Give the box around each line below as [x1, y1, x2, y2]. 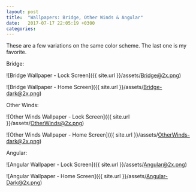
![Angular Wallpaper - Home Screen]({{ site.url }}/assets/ [6, 173, 147, 180]
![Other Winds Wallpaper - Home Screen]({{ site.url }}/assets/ [6, 131, 159, 138]
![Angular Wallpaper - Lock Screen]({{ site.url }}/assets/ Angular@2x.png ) [6, 161, 188, 169]
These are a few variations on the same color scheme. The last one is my [6, 42, 187, 49]
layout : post [6, 8, 39, 15]
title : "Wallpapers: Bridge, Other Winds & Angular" [6, 14, 144, 20]
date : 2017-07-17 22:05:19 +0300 [6, 20, 95, 26]
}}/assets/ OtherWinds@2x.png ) [6, 120, 85, 127]
